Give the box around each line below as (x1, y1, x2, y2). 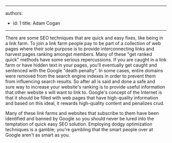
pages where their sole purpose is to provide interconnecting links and (5, 46, 155, 52)
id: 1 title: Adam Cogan (12, 20, 60, 26)
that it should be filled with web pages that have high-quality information (5, 95, 159, 100)
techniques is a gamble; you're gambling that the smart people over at (5, 127, 154, 132)
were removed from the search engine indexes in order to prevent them (5, 73, 156, 79)
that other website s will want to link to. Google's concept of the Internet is (5, 89, 162, 95)
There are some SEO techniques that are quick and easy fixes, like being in (5, 35, 164, 41)
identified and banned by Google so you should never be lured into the (5, 116, 155, 121)
